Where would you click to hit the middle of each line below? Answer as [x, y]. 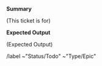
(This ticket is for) [28, 20]
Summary [19, 9]
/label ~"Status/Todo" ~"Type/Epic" [51, 56]
